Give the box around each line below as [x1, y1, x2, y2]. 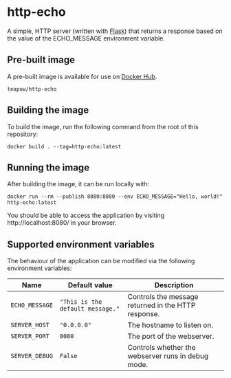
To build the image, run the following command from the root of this [7, 122, 199, 131]
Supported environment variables [7, 238, 155, 250]
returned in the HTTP [127, 300, 196, 310]
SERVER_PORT [10, 333, 50, 340]
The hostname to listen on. [127, 320, 214, 330]
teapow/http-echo [7, 85, 57, 93]
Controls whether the [127, 343, 196, 353]
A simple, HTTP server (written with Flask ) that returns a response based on [7, 27, 223, 35]
